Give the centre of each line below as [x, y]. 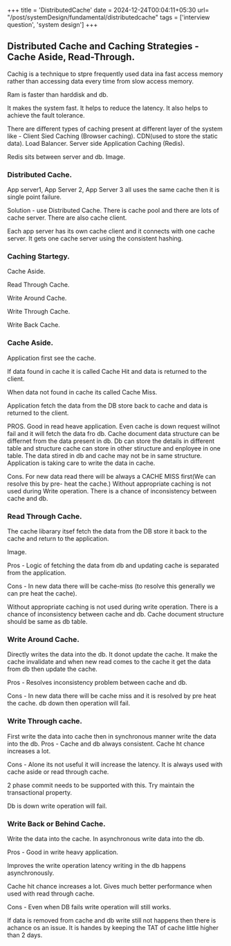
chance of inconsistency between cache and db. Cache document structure [115, 614]
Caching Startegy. [39, 256]
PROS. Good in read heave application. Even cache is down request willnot [113, 426]
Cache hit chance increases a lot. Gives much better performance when [110, 886]
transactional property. [40, 792]
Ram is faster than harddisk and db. [58, 94]
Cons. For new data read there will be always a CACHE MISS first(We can [112, 476]
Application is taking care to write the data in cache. [81, 463]
